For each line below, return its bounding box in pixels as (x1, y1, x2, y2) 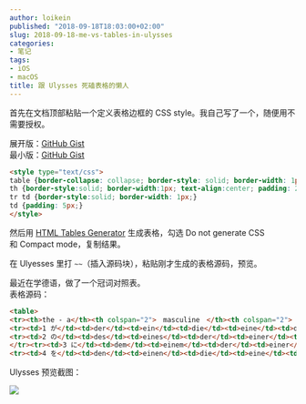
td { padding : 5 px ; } (9, 201, 84, 210)
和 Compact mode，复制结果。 (9, 238, 126, 249)
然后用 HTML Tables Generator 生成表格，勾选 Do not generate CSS (9, 227, 266, 237)
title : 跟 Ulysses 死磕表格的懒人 (9, 81, 129, 90)
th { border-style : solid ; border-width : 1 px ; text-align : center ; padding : (9, 184, 291, 194)
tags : (9, 56, 30, 65)
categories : (9, 38, 55, 48)
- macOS (9, 73, 39, 82)
